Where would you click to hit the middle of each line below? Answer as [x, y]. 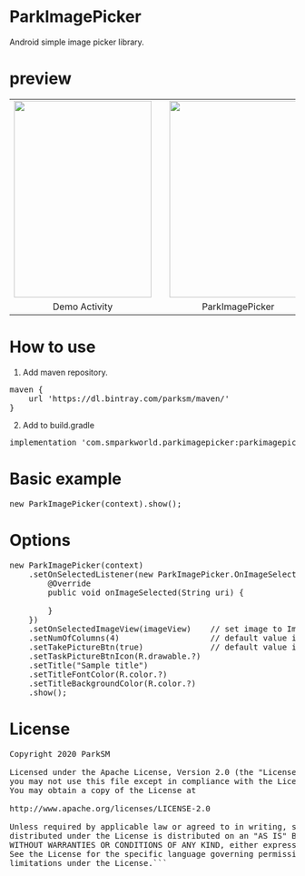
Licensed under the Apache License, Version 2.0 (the [132, 772]
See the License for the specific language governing [132, 854]
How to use [53, 347]
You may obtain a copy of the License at [103, 790]
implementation [43, 442]
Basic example [66, 478]
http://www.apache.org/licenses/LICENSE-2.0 [110, 808]
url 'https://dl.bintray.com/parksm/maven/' [129, 398]
